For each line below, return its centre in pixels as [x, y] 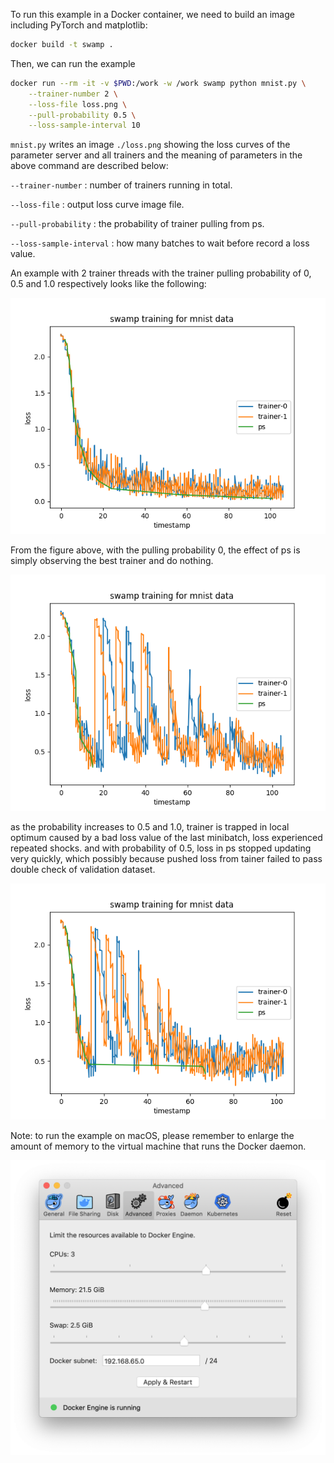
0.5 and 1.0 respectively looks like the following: [108, 284]
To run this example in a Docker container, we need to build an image [152, 14]
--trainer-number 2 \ [73, 94]
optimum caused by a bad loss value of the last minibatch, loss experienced [166, 838]
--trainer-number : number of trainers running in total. [121, 185]
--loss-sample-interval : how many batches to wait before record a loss [160, 243]
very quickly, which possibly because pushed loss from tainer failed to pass [166, 859]
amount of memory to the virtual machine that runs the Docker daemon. [158, 1146]
